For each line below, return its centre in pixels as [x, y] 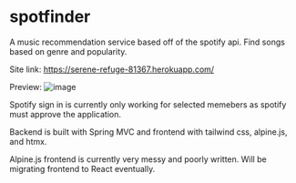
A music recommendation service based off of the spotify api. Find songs [147, 42]
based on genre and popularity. [68, 51]
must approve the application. [65, 114]
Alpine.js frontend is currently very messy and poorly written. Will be [138, 159]
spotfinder [50, 17]
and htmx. [28, 141]
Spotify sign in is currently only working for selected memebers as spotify [148, 104]
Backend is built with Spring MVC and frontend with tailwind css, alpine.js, [148, 132]
